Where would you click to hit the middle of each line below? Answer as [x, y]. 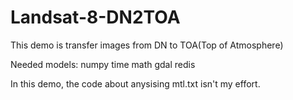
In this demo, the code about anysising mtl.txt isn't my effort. [135, 83]
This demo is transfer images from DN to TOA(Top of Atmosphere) [147, 45]
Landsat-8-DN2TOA [95, 17]
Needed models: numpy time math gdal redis [103, 64]
